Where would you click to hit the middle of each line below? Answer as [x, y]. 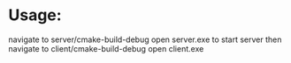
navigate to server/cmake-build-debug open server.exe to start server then [145, 39]
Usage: [35, 15]
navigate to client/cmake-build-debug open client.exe [106, 48]
